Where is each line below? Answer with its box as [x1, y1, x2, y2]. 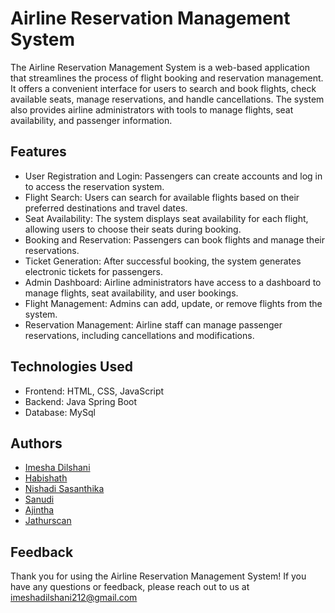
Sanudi [24, 493, 55, 506]
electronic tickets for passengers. [24, 265, 163, 277]
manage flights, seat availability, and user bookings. [24, 287, 239, 299]
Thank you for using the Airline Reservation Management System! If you [10, 570, 307, 582]
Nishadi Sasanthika [24, 483, 105, 495]
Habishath [24, 472, 68, 484]
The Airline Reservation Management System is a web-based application [10, 61, 311, 73]
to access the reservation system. [24, 180, 165, 192]
